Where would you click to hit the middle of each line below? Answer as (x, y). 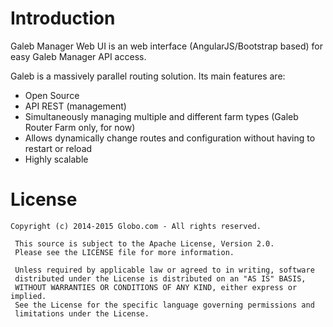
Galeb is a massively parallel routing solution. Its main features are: (148, 76)
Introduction (63, 18)
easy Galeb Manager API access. (78, 56)
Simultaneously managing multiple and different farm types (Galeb (161, 116)
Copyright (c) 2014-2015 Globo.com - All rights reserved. (136, 226)
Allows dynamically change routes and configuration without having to (170, 138)
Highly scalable (56, 159)
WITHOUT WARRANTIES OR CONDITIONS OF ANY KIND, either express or (156, 287)
